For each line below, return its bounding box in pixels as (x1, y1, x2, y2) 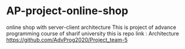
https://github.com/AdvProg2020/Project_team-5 (6, 36, 128, 43)
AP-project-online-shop (6, 4, 129, 18)
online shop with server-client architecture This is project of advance (6, 24, 177, 31)
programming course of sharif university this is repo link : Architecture (6, 30, 180, 37)
